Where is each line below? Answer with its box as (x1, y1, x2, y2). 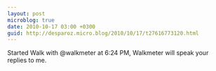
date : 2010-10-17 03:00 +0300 (7, 23, 96, 30)
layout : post (7, 10, 46, 17)
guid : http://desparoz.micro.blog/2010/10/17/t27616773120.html (7, 29, 199, 37)
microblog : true (7, 17, 55, 24)
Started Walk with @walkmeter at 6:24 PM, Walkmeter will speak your (7, 49, 209, 57)
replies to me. (7, 56, 47, 65)
